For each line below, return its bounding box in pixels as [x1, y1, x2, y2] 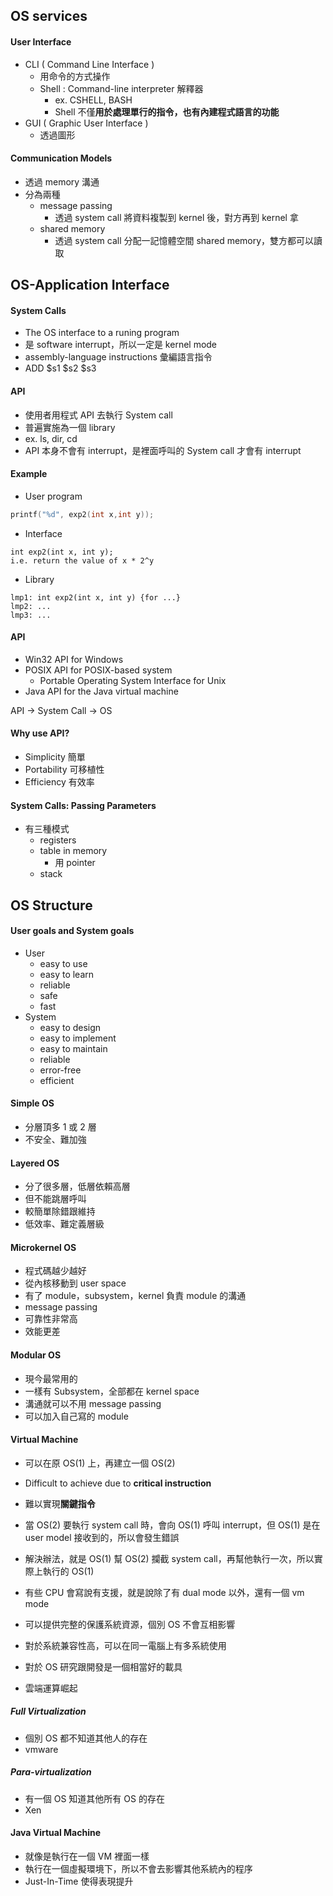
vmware [24, 1743, 59, 1755]
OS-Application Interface [10, 277, 170, 294]
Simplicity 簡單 [24, 751, 86, 763]
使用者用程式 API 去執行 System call [24, 409, 173, 421]
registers [39, 834, 77, 846]
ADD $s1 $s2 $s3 [24, 362, 97, 374]
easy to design [39, 1021, 102, 1033]
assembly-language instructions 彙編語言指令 [24, 351, 213, 363]
